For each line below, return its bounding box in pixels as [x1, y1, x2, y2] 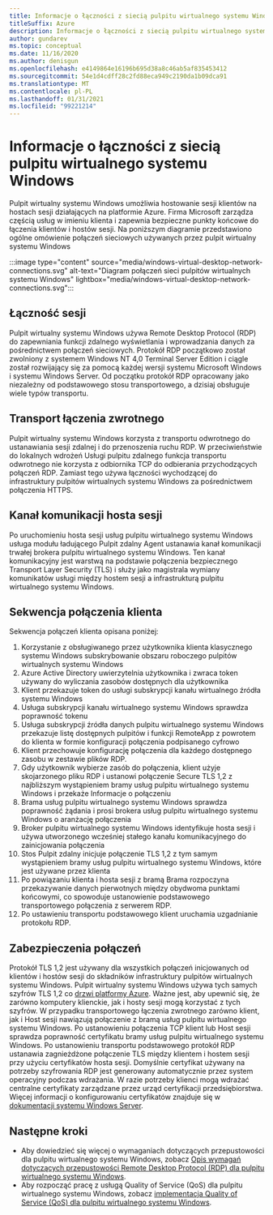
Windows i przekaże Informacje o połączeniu [20, 789, 172, 798]
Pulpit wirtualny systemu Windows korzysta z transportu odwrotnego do [9, 433, 250, 443]
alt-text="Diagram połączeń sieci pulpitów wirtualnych [69, 266, 250, 276]
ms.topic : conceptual [9, 42, 83, 50]
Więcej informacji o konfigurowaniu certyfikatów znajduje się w [9, 1092, 221, 1102]
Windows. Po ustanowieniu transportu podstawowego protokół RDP [9, 1041, 236, 1050]
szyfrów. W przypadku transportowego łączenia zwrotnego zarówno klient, [9, 1006, 260, 1016]
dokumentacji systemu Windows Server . [9, 1101, 144, 1110]
